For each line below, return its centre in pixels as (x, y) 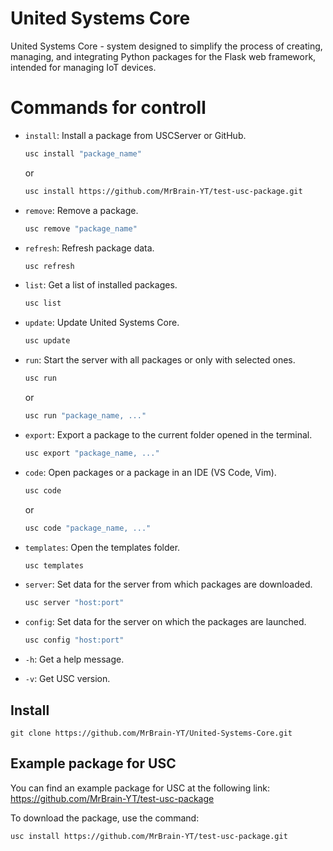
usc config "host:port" (74, 640)
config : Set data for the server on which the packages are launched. (165, 622)
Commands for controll (108, 108)
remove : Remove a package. (81, 210)
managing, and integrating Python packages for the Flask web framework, (163, 56)
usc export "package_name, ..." (92, 453)
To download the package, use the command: (105, 818)
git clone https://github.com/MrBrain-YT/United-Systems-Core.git (151, 733)
